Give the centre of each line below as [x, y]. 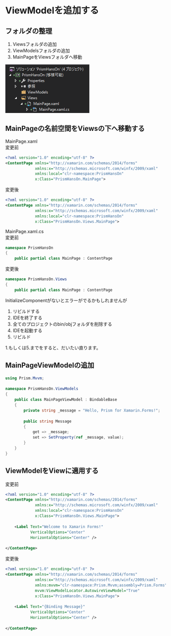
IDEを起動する [27, 330]
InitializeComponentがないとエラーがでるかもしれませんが [66, 300]
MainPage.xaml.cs [25, 231]
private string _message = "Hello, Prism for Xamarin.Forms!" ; [92, 410]
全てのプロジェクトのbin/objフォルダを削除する [62, 324]
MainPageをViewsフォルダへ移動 [47, 57]
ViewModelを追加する [52, 10]
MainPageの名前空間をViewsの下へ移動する [75, 129]
